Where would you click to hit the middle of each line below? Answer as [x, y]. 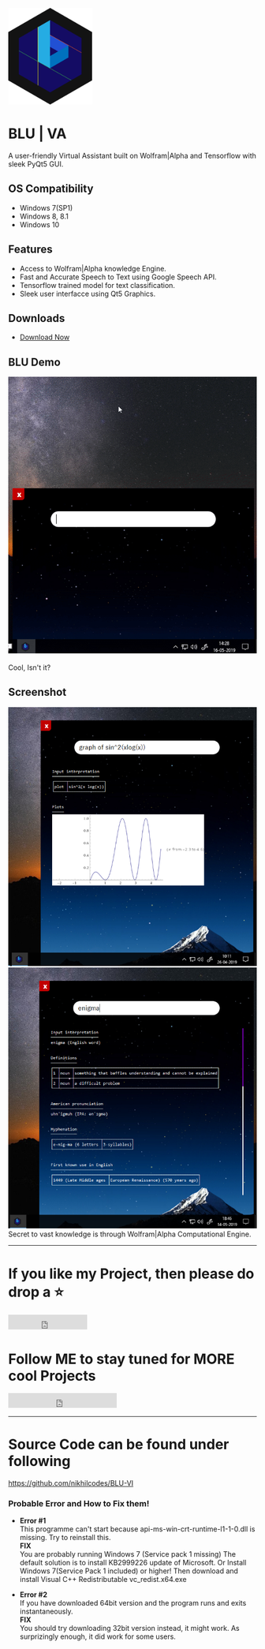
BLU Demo [34, 362]
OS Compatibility [51, 189]
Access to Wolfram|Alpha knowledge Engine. [93, 268]
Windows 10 [39, 224]
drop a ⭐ [36, 1292]
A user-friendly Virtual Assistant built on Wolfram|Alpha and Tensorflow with [132, 155]
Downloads [37, 318]
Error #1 [33, 1521]
